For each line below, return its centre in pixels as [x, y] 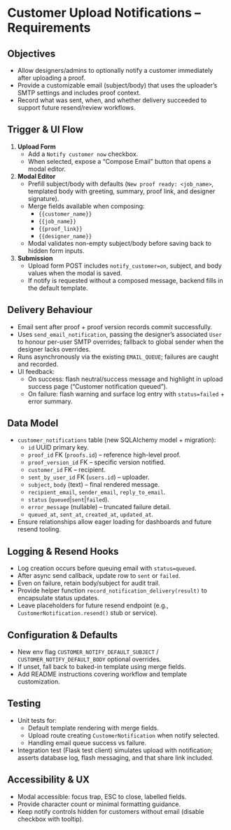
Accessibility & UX [48, 780]
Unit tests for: [37, 720]
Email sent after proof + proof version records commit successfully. [114, 326]
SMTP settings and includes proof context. [79, 93]
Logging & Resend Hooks [63, 551]
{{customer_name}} [65, 214]
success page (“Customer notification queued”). [98, 386]
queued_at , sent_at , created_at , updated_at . [91, 514]
